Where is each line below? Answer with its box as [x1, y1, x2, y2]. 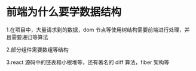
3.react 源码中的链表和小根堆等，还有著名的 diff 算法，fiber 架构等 [6, 59, 170, 66]
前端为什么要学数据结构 [6, 5, 122, 19]
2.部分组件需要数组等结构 [6, 46, 69, 53]
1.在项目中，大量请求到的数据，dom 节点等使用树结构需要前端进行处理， [6, 26, 185, 33]
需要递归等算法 [11, 33, 48, 40]
